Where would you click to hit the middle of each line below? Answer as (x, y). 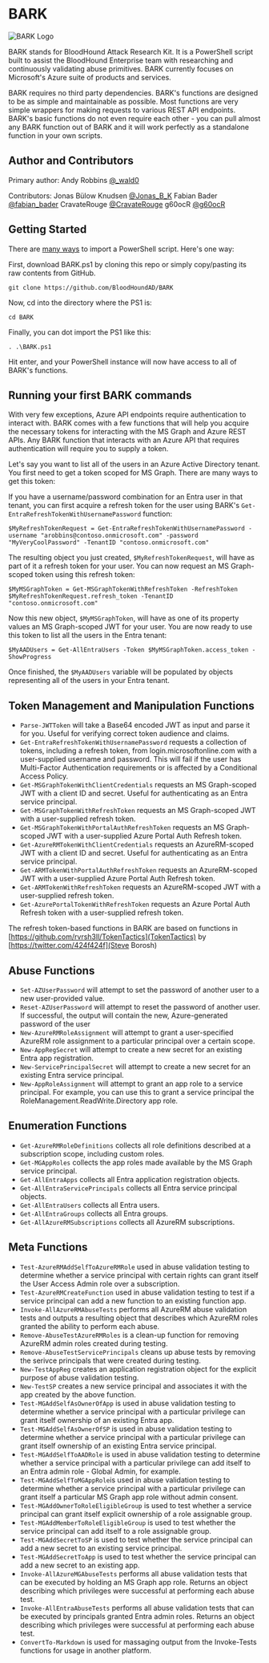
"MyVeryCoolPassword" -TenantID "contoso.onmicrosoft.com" (109, 543)
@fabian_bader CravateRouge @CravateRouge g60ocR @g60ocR (117, 204)
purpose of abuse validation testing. (79, 1377)
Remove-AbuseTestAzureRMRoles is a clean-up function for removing (129, 1335)
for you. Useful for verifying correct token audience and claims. (124, 734)
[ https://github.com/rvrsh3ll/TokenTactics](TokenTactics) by (107, 937)
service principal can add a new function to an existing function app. (133, 1300)
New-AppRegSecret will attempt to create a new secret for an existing (131, 1049)
